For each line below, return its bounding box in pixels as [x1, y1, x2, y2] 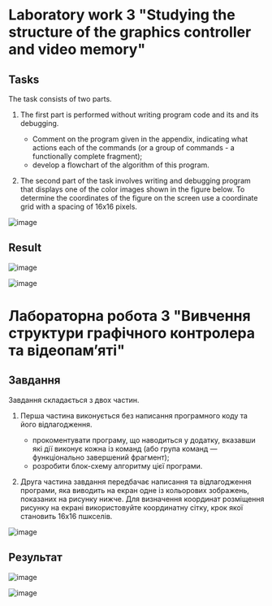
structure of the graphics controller [8, 23, 252, 41]
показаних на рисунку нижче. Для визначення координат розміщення [19, 494, 265, 504]
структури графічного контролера [8, 324, 256, 342]
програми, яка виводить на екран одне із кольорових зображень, [19, 485, 250, 495]
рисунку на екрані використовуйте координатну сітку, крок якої [19, 502, 244, 513]
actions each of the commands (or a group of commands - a [32, 143, 235, 152]
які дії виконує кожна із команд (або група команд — [32, 444, 218, 453]
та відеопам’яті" [8, 341, 126, 359]
